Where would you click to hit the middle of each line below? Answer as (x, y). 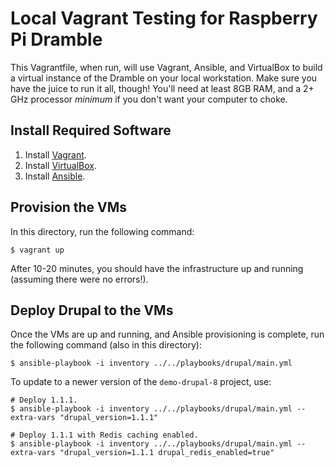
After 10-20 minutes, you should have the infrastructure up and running (157, 268)
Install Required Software (91, 130)
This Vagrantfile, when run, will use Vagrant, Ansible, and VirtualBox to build (166, 67)
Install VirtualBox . (61, 165)
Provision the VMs (69, 207)
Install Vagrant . (55, 154)
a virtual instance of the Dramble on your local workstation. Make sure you (164, 78)
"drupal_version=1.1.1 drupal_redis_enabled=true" (167, 453)
